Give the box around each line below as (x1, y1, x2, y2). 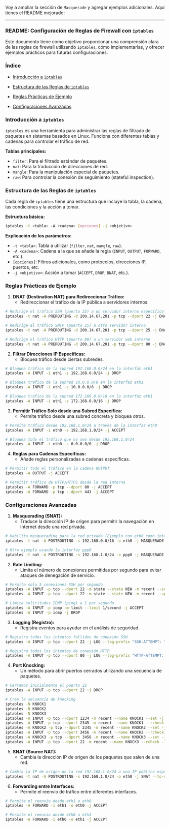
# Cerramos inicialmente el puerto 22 (5, 683, 87, 688)
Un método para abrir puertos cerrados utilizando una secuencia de (20, 668, 162, 674)
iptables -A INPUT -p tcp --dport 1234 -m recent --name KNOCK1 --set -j (5, 716, 164, 721)
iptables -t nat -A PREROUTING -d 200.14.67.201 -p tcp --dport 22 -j (5, 314, 157, 319)
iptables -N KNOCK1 (5, 701, 47, 707)
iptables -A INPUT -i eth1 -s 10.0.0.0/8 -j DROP (5, 385, 112, 390)
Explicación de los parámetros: (5, 233, 72, 239)
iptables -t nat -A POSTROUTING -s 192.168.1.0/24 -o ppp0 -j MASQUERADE (5, 552, 164, 557)
